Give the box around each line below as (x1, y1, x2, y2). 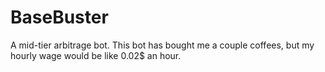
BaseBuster (10, 6, 109, 29)
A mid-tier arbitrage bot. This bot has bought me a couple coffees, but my (10, 39, 315, 51)
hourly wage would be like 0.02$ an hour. (10, 49, 182, 61)
